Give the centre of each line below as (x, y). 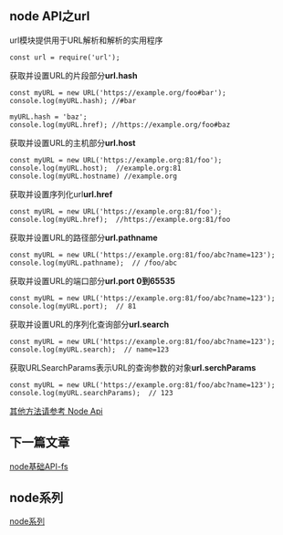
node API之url (50, 16)
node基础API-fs (39, 466)
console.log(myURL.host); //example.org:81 (95, 168)
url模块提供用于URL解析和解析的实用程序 (86, 40)
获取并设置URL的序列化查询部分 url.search (89, 324)
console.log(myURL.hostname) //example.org (94, 176)
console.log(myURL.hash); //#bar (73, 100)
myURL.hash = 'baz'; (49, 117)
